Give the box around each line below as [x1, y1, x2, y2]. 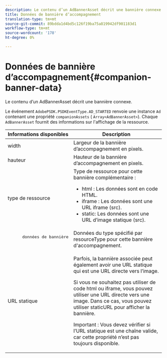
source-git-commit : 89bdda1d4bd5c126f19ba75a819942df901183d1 [5, 21, 137, 26]
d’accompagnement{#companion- [5, 72, 152, 83]
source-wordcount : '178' [5, 30, 57, 35]
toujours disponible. [73, 340, 120, 347]
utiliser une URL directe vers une [73, 291, 150, 298]
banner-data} [5, 82, 62, 94]
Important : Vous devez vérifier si [73, 321, 151, 328]
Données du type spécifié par [73, 229, 143, 236]
